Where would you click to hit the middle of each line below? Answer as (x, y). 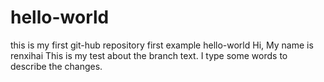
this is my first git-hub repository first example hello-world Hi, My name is (162, 45)
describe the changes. (56, 66)
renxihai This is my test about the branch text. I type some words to (149, 55)
